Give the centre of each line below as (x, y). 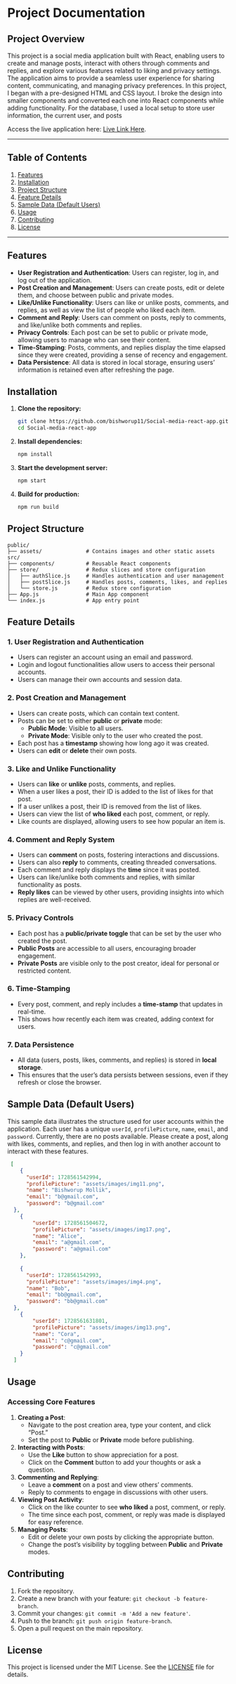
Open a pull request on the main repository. (80, 1628)
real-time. (32, 1011)
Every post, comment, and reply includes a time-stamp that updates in (120, 1004)
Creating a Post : (41, 1417)
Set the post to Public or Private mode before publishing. (111, 1439)
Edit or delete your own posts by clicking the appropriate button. (121, 1536)
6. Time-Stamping (39, 989)
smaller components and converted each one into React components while (116, 101)
